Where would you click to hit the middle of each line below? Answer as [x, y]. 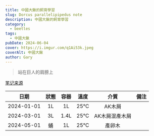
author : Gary [19, 57]
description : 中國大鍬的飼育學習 [37, 19]
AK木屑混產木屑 [113, 116]
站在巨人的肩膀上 [35, 72]
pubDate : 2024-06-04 [27, 43]
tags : [11, 33]
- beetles [20, 29]
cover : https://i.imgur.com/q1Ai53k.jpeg [49, 48]
